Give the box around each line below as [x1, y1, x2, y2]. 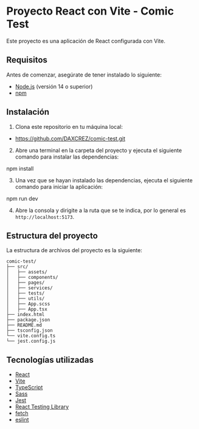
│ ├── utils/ [6, 296, 45, 302]
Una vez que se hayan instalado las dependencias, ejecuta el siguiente [15, 176, 193, 184]
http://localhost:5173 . [15, 213, 75, 220]
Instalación [6, 107, 50, 117]
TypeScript [15, 384, 43, 391]
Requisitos [6, 55, 47, 65]
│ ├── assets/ [6, 269, 47, 275]
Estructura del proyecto [6, 230, 99, 241]
